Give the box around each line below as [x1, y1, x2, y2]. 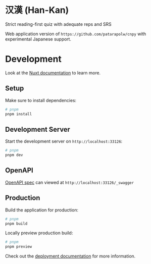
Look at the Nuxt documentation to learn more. [5, 70, 101, 76]
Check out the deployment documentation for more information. [5, 253, 136, 259]
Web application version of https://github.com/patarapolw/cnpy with [5, 31, 147, 37]
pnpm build [5, 221, 28, 226]
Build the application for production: [5, 207, 78, 213]
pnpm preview [5, 244, 32, 249]
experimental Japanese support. [5, 36, 72, 42]
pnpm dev [5, 153, 23, 158]
